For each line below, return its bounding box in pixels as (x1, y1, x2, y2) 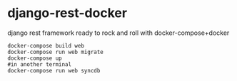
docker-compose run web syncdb (7, 67, 101, 74)
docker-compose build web (7, 42, 84, 49)
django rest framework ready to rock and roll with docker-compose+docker (7, 28, 230, 37)
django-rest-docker (7, 5, 127, 21)
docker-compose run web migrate (7, 48, 104, 55)
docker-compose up (7, 55, 62, 62)
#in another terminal (7, 60, 72, 68)
